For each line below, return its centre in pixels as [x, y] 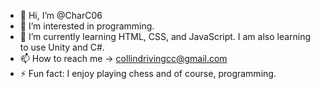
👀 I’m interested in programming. [87, 26]
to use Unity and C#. [62, 47]
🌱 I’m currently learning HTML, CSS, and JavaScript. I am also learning [165, 36]
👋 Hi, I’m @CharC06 [61, 15]
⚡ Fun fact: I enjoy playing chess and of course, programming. [148, 73]
